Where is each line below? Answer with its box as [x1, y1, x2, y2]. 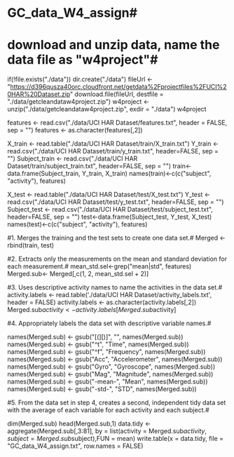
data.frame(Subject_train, [7, 170, 81, 178]
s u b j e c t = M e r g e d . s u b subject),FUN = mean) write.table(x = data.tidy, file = [7, 435, 224, 443]
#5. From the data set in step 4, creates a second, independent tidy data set [7, 398, 226, 407]
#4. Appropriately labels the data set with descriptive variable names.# [7, 319, 212, 327]
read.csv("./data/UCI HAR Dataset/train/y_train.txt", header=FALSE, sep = [7, 147, 219, 156]
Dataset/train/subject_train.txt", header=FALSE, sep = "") [7, 162, 172, 170]
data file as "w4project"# [7, 52, 158, 68]
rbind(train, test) [7, 241, 55, 250]
